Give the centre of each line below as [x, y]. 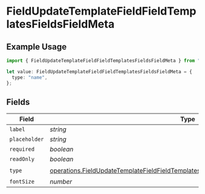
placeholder [27, 139]
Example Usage [37, 47]
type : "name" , [30, 77]
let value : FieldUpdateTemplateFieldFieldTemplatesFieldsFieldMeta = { [99, 71]
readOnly [22, 159]
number [61, 182]
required [22, 149]
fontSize [22, 182]
